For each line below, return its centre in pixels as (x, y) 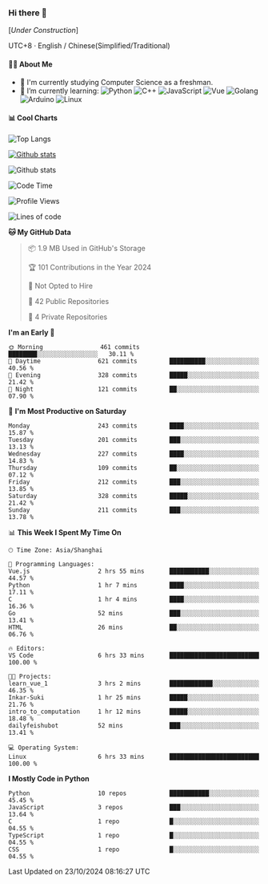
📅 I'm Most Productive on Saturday (67, 411)
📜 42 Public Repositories (68, 301)
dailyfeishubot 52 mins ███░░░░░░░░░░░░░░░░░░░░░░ (134, 725)
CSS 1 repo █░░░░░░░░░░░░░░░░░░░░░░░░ (134, 850)
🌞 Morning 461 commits (74, 347)
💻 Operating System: (44, 748)
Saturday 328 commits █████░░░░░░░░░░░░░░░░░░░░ (134, 496)
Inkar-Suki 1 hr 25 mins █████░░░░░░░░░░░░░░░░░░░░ (134, 697)
